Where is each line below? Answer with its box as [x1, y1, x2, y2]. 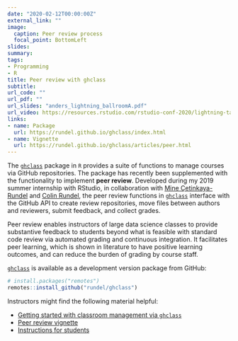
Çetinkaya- [180, 184, 213, 192]
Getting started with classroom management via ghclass [17, 311, 182, 319]
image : [7, 23, 27, 30]
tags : [7, 57, 23, 64]
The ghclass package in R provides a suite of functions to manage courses [7, 161, 225, 170]
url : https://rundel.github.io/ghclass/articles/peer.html [13, 142, 192, 149]
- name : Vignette [7, 135, 59, 142]
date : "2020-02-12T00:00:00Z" [7, 10, 97, 18]
